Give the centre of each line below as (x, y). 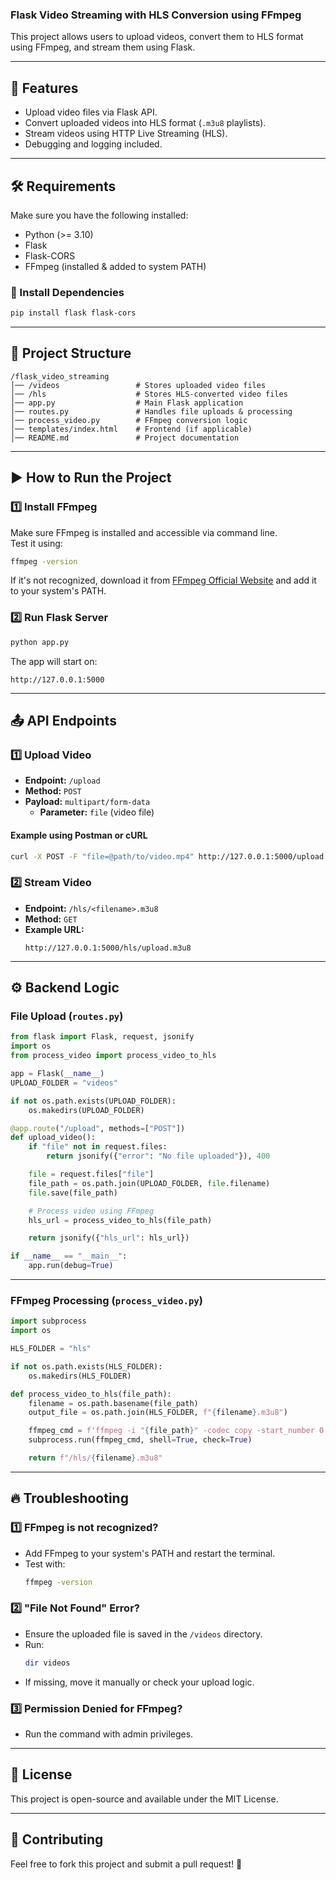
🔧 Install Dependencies (67, 292)
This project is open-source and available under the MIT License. (144, 1799)
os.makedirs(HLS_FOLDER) (80, 1376)
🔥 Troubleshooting (69, 1498)
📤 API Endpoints (63, 721)
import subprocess (48, 1321)
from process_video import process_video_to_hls (113, 1056)
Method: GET (51, 919)
